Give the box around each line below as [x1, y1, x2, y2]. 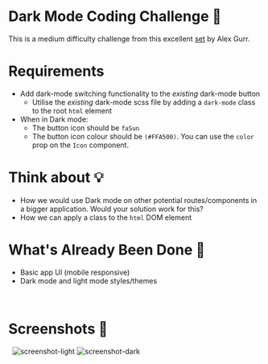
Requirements [8, 62, 105, 81]
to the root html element [31, 105, 113, 115]
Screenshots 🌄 [8, 320, 109, 337]
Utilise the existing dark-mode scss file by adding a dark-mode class [31, 97, 256, 107]
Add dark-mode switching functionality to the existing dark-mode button [19, 89, 261, 98]
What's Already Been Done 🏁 [8, 241, 205, 259]
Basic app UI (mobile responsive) [19, 267, 130, 277]
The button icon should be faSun [31, 122, 140, 132]
